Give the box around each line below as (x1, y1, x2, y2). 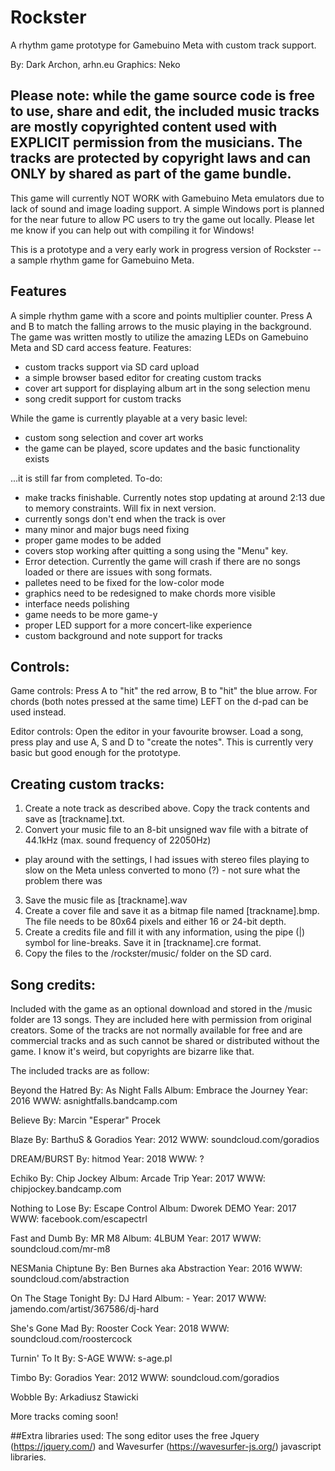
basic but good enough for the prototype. (10, 747, 182, 759)
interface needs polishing (24, 597, 130, 610)
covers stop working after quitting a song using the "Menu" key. (24, 544, 289, 556)
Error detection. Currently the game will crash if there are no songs (24, 555, 301, 567)
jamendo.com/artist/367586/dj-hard (10, 1303, 159, 1315)
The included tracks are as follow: (10, 1065, 150, 1076)
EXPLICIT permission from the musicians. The (10, 134, 303, 151)
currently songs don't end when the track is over (24, 512, 227, 525)
